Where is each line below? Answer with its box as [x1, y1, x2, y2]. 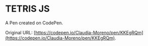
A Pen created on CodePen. [5, 20, 63, 26]
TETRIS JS [5, 3, 50, 15]
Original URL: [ [5, 29, 36, 35]
